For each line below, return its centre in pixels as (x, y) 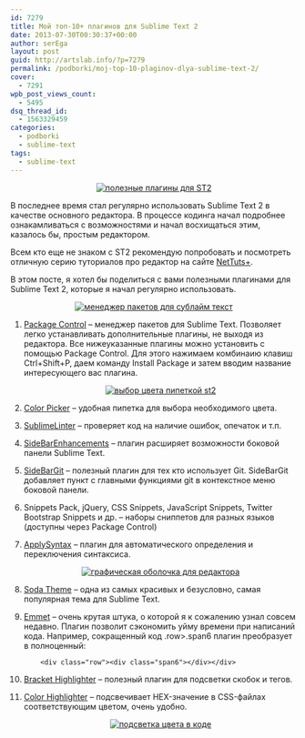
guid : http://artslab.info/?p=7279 (78, 60)
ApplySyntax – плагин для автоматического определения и (138, 544)
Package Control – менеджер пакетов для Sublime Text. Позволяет (152, 324)
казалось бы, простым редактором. (81, 234)
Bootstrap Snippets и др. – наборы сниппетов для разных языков (149, 517)
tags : (20, 153)
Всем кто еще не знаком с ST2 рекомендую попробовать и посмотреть (151, 252)
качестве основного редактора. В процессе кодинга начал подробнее (148, 215)
